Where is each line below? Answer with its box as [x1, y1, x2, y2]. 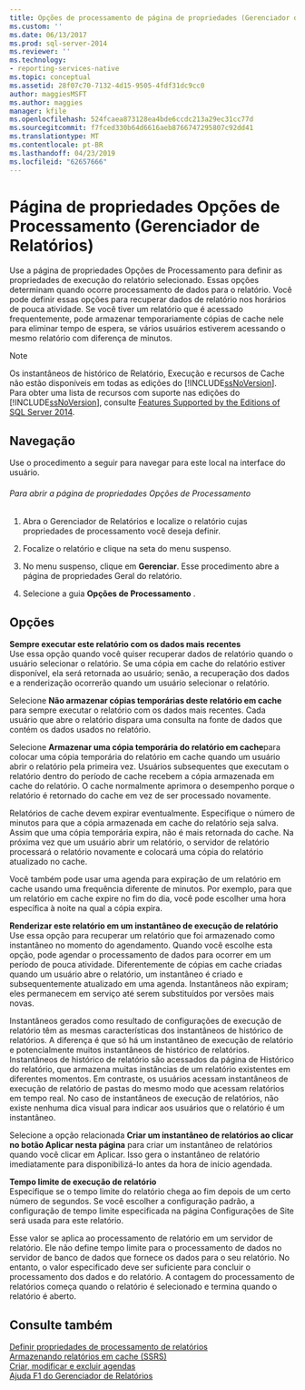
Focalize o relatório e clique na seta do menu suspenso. [22, 543, 231, 554]
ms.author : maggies [9, 97, 84, 107]
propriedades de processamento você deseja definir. [22, 525, 221, 537]
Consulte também [9, 1317, 113, 1333]
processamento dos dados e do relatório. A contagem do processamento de [9, 1272, 295, 1283]
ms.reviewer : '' [9, 47, 71, 56]
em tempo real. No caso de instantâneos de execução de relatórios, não [9, 1093, 280, 1104]
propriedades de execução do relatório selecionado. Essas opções [9, 275, 260, 286]
